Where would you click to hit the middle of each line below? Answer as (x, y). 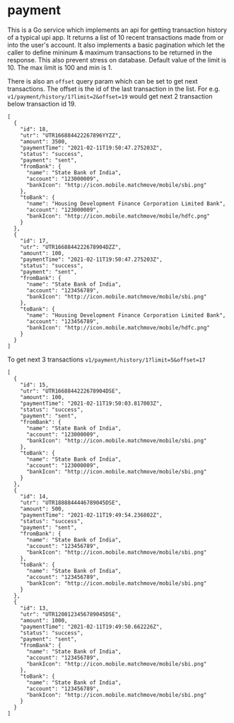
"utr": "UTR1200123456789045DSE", (71, 614)
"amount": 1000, (44, 620)
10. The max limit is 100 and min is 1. (60, 67)
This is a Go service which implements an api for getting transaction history (117, 30)
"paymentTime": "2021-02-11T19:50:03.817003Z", (91, 403)
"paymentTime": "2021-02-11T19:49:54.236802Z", (91, 515)
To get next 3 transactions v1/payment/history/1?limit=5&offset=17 (106, 359)
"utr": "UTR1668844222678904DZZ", (71, 247)
